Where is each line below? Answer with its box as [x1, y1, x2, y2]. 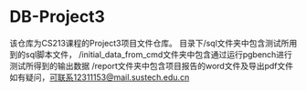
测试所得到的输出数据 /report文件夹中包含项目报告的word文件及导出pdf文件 [9, 60, 294, 71]
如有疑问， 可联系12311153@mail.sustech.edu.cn [9, 71, 190, 83]
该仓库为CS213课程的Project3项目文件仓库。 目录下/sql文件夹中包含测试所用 [9, 37, 298, 48]
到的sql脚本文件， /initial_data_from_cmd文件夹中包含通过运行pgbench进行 [9, 48, 292, 60]
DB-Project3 [9, 6, 105, 27]
